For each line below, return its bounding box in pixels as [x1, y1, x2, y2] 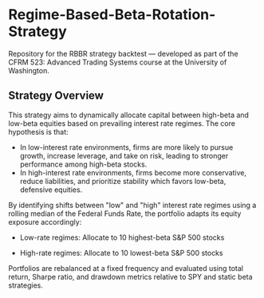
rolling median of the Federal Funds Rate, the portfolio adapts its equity [8, 209, 242, 218]
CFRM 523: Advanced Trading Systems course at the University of [8, 57, 227, 67]
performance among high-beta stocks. [19, 159, 148, 169]
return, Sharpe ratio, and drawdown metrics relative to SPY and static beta [8, 272, 253, 281]
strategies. [8, 280, 44, 290]
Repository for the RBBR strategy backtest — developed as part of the [8, 49, 238, 58]
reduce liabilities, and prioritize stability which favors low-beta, [19, 176, 227, 186]
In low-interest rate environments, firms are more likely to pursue [19, 142, 234, 152]
